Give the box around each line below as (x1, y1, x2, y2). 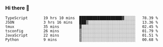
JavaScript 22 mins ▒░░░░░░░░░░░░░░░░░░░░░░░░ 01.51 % (5, 33, 158, 38)
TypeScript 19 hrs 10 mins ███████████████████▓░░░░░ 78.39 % (5, 16, 158, 21)
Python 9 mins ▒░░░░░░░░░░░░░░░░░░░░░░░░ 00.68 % (5, 37, 158, 43)
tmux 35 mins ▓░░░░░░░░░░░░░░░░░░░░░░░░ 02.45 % (5, 24, 158, 29)
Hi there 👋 (5, 4, 30, 11)
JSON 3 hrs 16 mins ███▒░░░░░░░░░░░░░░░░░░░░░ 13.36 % (5, 20, 158, 25)
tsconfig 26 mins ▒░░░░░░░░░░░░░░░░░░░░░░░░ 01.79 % (5, 29, 158, 34)
